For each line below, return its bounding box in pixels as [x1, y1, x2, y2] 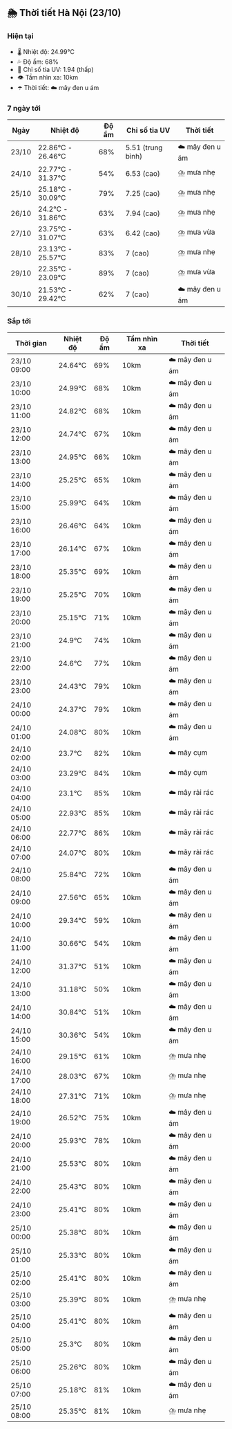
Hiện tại [7, 31, 34, 41]
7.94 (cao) [125, 208, 161, 218]
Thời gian [14, 339, 47, 348]
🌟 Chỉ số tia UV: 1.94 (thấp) [17, 65, 95, 73]
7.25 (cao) [125, 188, 161, 198]
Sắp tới [7, 316, 31, 325]
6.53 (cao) [125, 168, 161, 178]
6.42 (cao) [125, 228, 161, 238]
